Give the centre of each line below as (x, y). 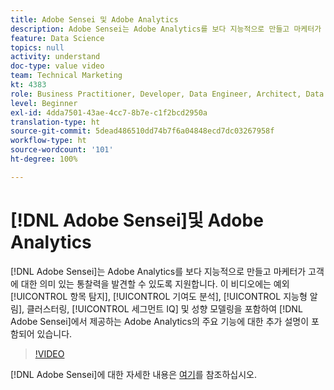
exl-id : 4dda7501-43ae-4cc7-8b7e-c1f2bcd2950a (109, 112)
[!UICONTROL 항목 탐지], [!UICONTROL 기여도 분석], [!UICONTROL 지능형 (159, 296)
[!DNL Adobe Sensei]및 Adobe (137, 220)
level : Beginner (44, 103)
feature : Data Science (57, 38)
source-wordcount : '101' (62, 150)
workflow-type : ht (48, 141)
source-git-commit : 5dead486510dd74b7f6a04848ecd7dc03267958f (142, 131)
